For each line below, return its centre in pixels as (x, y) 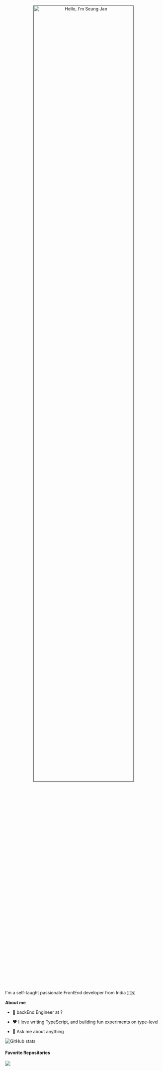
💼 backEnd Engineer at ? (38, 1012)
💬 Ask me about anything (38, 1031)
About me (16, 1003)
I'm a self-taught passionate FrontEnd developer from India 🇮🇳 (70, 993)
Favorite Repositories (28, 1053)
